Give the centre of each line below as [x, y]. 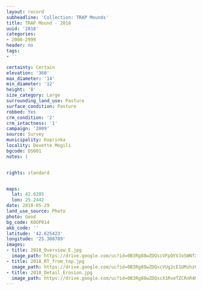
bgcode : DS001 [24, 151]
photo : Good [21, 217]
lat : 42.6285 [28, 195]
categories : [21, 34]
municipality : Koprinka [36, 140]
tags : [13, 51]
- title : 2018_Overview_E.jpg [44, 250]
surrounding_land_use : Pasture [45, 101]
